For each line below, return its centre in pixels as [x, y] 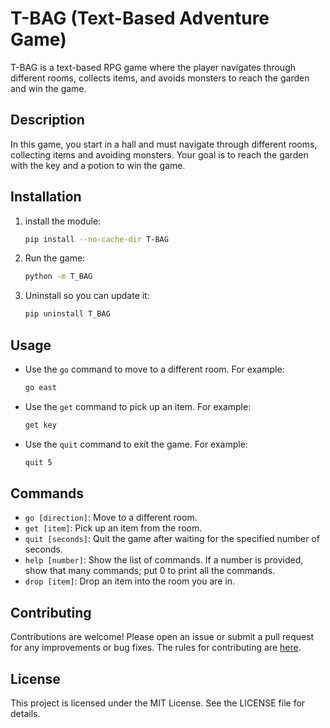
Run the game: [55, 258]
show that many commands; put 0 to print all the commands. [150, 571]
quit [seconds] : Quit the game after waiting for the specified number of [172, 539]
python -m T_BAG [58, 277]
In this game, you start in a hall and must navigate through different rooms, [164, 144]
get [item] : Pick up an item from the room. [113, 528]
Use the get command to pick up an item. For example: [138, 406]
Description [47, 120]
